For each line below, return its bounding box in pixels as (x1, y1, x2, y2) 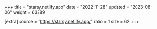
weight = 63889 (13, 9, 45, 15)
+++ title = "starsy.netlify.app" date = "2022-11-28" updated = (4, 4, 130, 10)
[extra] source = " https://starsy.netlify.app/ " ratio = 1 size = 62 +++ (4, 19, 139, 24)
